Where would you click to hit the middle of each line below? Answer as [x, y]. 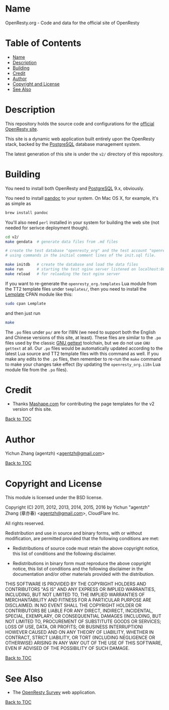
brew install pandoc [27, 212]
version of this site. [32, 409]
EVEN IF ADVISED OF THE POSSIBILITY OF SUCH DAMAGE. [67, 648]
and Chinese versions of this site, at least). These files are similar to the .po [83, 337]
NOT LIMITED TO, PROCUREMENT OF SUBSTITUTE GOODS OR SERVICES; [83, 622]
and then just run [23, 313]
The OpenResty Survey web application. [54, 692]
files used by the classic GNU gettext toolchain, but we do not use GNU [78, 343]
